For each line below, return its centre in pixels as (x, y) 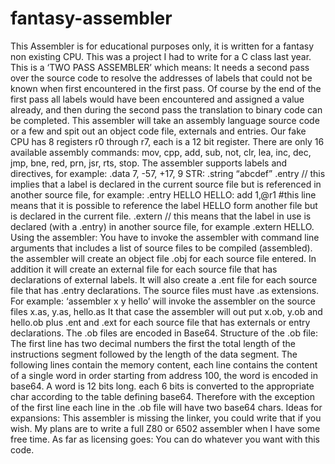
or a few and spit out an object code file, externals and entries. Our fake (158, 131)
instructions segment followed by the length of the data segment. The (154, 354)
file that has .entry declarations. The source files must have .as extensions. (165, 290)
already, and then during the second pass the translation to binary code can (166, 109)
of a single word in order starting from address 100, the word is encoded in (164, 375)
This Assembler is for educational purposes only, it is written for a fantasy (162, 46)
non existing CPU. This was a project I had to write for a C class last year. (161, 56)
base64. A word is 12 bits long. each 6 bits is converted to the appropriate (162, 386)
